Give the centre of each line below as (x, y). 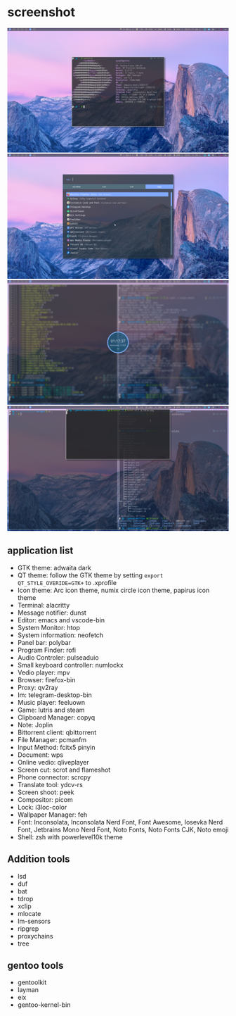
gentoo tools (35, 965)
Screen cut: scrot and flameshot (64, 770)
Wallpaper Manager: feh (52, 815)
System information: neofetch (60, 635)
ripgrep (28, 928)
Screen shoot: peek (46, 792)
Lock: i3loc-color (42, 807)
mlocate (29, 913)
